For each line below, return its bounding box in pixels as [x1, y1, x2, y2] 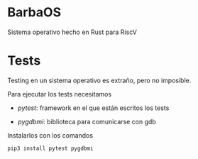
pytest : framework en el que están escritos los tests [17, 104, 170, 112]
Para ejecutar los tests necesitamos [7, 89, 112, 98]
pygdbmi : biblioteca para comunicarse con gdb [17, 117, 156, 126]
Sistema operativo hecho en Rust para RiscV [7, 28, 137, 36]
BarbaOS [7, 4, 62, 21]
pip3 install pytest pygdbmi [7, 145, 94, 152]
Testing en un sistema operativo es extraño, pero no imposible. [7, 76, 192, 84]
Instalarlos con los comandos [7, 131, 94, 139]
